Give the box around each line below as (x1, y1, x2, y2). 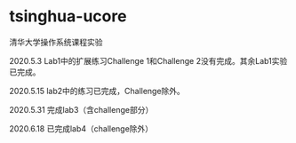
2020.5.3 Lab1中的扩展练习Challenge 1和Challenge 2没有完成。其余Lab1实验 (9, 55, 288, 66)
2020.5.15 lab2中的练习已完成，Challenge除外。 (9, 85, 185, 96)
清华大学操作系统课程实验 (9, 36, 103, 47)
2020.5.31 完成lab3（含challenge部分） (9, 104, 154, 115)
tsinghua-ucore (9, 6, 127, 27)
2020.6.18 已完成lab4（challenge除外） (9, 123, 154, 134)
